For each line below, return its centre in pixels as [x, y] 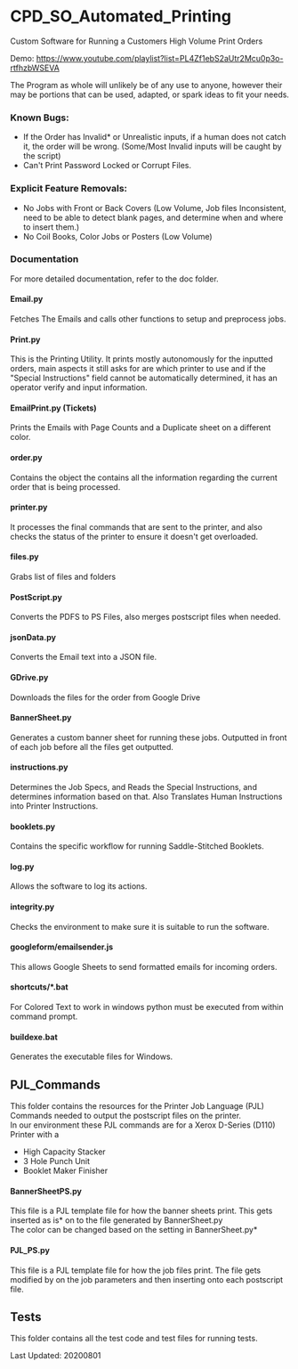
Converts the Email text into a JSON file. [84, 657]
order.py [26, 458]
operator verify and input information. [79, 387]
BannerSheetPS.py [46, 1191]
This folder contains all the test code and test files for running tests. [134, 1339]
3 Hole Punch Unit [56, 1161]
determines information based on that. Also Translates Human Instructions [146, 797]
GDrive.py [29, 678]
